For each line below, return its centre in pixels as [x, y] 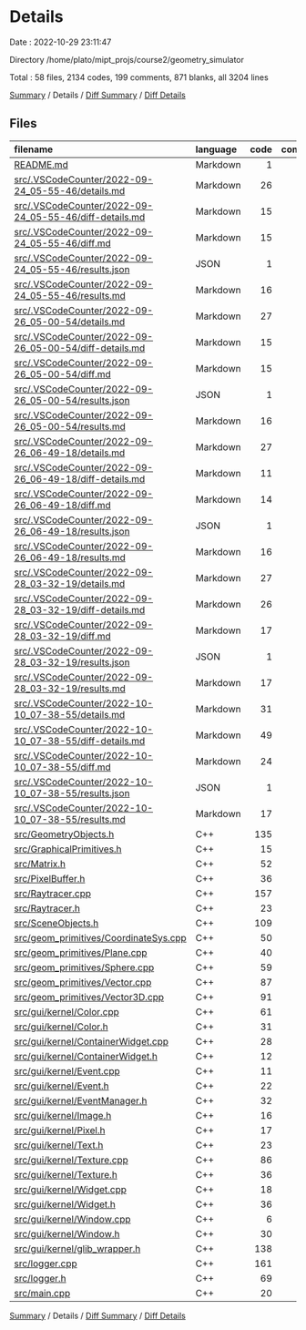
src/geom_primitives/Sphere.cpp [84, 967]
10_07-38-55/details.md [70, 714]
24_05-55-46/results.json [72, 269]
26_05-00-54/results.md [70, 426]
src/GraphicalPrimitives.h [68, 849]
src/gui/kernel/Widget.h [65, 1204]
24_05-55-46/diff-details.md [80, 217]
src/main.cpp [42, 1293]
